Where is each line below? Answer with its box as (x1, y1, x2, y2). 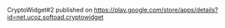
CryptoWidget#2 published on (7, 6, 93, 14)
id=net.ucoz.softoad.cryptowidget (7, 13, 104, 21)
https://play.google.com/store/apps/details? (94, 6, 219, 14)
